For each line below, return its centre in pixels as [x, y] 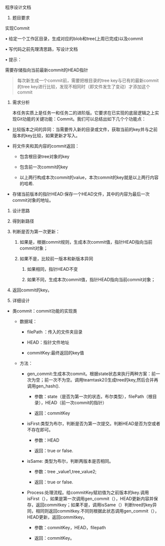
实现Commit [17, 28]
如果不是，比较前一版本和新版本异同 [56, 258]
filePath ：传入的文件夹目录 [55, 332]
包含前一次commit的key [44, 167]
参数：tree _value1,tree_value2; [66, 471]
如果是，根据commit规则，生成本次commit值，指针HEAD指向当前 [86, 242]
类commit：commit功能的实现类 [45, 311]
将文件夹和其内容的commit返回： [46, 146]
